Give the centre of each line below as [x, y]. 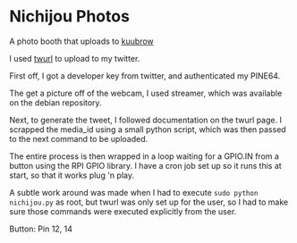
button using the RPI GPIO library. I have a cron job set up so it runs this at [145, 165]
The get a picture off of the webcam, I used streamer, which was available [146, 93]
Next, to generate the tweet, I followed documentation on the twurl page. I [145, 120]
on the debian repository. [55, 102]
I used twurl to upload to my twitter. [75, 58]
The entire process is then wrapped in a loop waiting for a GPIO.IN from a [144, 156]
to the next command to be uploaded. [79, 138]
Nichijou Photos [69, 17]
